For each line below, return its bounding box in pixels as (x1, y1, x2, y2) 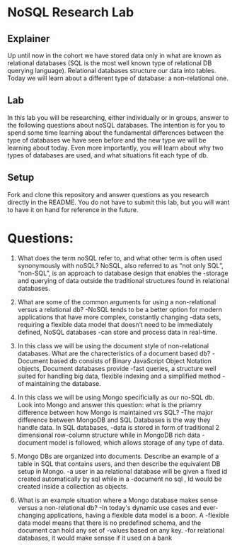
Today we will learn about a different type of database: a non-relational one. (7, 74, 229, 82)
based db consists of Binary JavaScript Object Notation (49, 356, 212, 365)
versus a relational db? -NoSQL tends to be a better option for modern (17, 305, 223, 314)
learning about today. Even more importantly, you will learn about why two (7, 143, 224, 152)
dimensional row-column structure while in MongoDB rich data (17, 431, 200, 439)
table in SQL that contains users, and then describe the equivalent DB (17, 459, 221, 468)
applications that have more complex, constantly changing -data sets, (17, 313, 221, 321)
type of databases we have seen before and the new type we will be (7, 135, 207, 144)
